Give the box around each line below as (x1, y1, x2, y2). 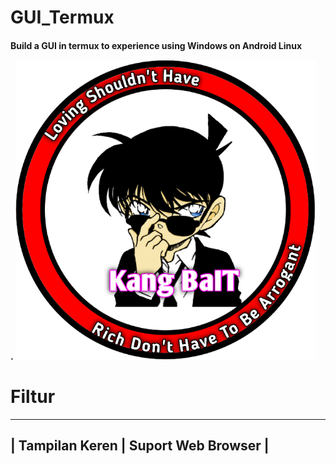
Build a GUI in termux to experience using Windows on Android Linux (10, 39, 303, 51)
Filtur (10, 385, 56, 408)
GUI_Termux (10, 6, 115, 29)
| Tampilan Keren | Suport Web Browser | (10, 437, 270, 455)
